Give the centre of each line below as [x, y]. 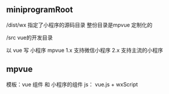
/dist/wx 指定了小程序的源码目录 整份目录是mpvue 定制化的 [79, 25]
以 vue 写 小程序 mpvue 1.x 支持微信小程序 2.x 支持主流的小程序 [85, 50]
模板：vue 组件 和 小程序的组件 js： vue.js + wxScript [72, 84]
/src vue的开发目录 [29, 37]
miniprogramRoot [40, 10]
